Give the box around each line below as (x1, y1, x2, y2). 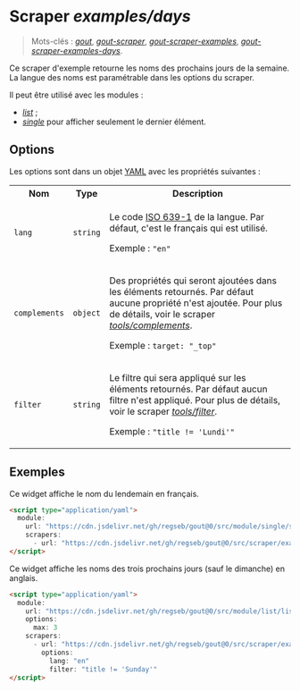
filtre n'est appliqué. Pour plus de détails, (109, 393, 281, 406)
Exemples (9, 465, 65, 480)
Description (172, 187, 223, 199)
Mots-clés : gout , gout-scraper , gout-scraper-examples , (30, 36, 239, 46)
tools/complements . (109, 319, 193, 332)
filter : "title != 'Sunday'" (48, 664, 158, 674)
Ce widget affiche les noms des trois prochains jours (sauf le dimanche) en (9, 563, 286, 574)
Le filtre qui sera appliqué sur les (109, 371, 246, 383)
